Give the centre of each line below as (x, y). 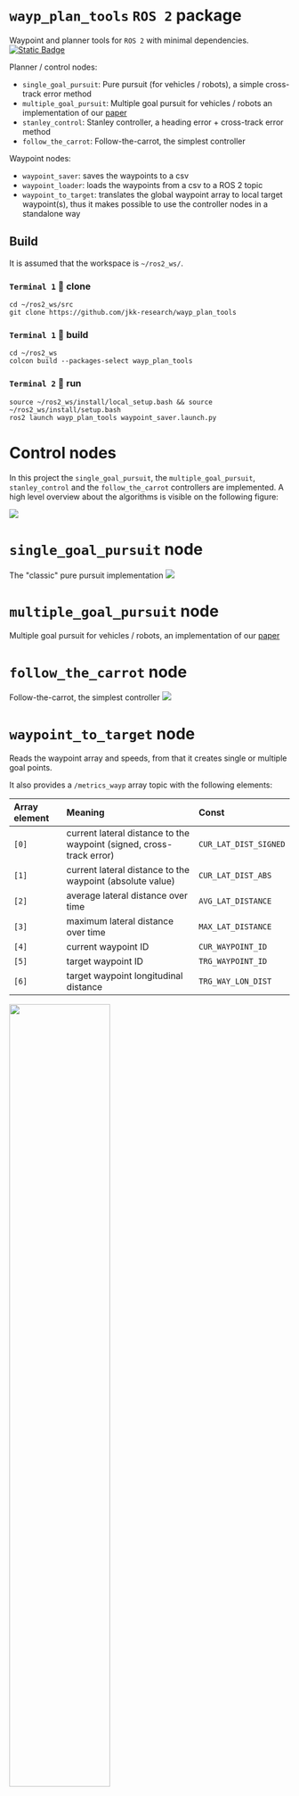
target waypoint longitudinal (125, 976)
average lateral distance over (127, 895)
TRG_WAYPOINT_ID (233, 961)
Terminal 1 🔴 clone (50, 286)
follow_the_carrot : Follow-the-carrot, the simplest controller (134, 141)
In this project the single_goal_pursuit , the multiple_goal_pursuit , (132, 477)
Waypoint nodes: (40, 158)
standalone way (51, 213)
